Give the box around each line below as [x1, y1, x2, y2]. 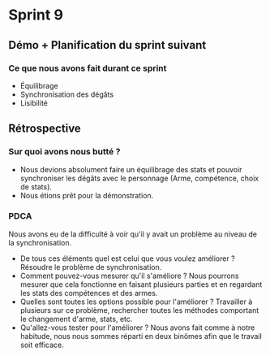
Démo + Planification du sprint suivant [8, 38, 207, 52]
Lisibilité [19, 98, 49, 107]
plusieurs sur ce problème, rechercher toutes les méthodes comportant [19, 305, 259, 315]
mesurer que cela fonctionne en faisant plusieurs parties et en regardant [19, 279, 263, 289]
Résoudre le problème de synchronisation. [19, 262, 162, 271]
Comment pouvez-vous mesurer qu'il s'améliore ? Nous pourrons [19, 271, 239, 280]
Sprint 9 [8, 6, 63, 24]
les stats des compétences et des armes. [19, 288, 158, 297]
